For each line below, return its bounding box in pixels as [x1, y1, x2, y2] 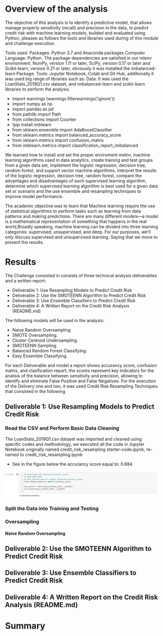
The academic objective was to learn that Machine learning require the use [5, 203, 156, 209]
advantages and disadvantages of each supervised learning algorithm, [5, 177, 147, 184]
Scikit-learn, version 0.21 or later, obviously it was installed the [5, 65, 130, 71]
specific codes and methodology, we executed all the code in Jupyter [5, 441, 145, 447]
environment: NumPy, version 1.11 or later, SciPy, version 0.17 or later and [5, 60, 150, 66]
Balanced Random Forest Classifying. [12, 348, 88, 353]
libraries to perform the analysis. [5, 86, 71, 92]
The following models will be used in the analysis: [5, 317, 105, 323]
